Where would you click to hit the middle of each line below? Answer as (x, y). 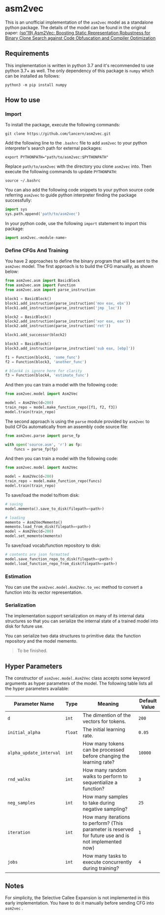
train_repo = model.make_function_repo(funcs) (54, 481)
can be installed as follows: (33, 76)
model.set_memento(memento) (34, 536)
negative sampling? (105, 809)
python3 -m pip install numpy (36, 85)
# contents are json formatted (37, 555)
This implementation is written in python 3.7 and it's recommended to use (79, 65)
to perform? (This (103, 823)
